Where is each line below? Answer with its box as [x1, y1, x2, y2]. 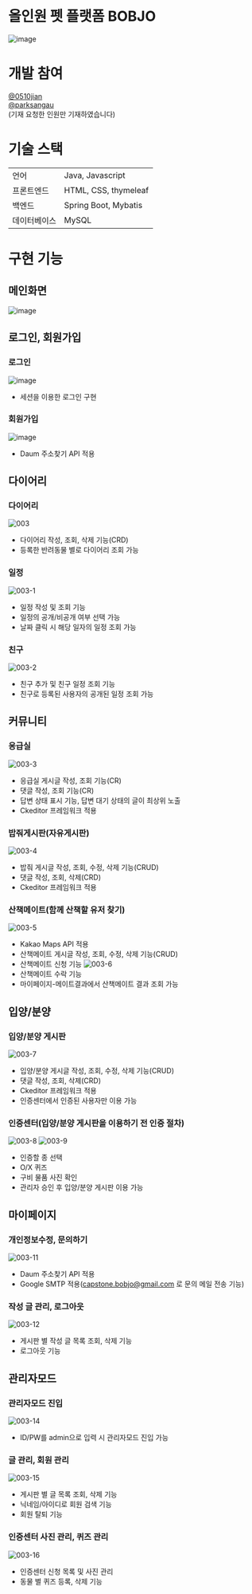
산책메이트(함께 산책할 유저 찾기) [8, 904, 126, 915]
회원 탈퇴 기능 [19, 1509, 63, 1519]
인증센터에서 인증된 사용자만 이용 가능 [19, 1096, 138, 1105]
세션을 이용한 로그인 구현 [19, 392, 97, 401]
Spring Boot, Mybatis [64, 199, 143, 211]
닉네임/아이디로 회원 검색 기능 [19, 1500, 113, 1509]
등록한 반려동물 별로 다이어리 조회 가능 [19, 545, 139, 555]
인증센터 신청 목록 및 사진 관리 [19, 1566, 114, 1576]
